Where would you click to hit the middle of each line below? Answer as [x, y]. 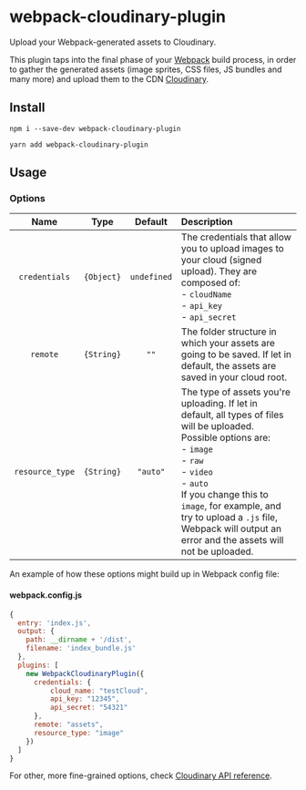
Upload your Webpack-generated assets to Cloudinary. [113, 42]
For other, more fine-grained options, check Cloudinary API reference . [141, 775]
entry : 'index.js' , [55, 623]
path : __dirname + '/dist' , [79, 640]
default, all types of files [232, 415]
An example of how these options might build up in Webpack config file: [144, 574]
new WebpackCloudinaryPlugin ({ [85, 673]
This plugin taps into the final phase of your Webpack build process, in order [153, 59]
